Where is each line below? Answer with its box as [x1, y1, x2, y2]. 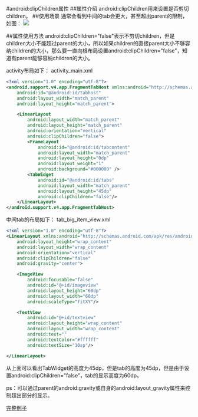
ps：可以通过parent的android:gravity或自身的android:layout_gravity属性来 [6, 384, 186, 391]
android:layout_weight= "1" [37, 161, 104, 167]
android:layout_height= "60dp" [27, 288, 101, 294]
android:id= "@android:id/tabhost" [16, 90, 101, 96]
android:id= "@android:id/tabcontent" [37, 144, 131, 150]
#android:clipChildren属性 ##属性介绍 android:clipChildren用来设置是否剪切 [6, 5, 190, 12]
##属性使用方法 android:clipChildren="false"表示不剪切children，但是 [6, 32, 175, 40]
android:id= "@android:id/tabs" [37, 177, 115, 183]
